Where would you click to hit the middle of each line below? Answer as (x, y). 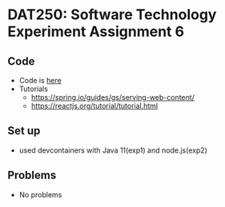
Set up (24, 131)
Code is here (40, 80)
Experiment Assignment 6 (96, 32)
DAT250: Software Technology (112, 15)
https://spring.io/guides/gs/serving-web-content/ (113, 97)
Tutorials (34, 89)
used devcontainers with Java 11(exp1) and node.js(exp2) (113, 150)
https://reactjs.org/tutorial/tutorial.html (94, 106)
